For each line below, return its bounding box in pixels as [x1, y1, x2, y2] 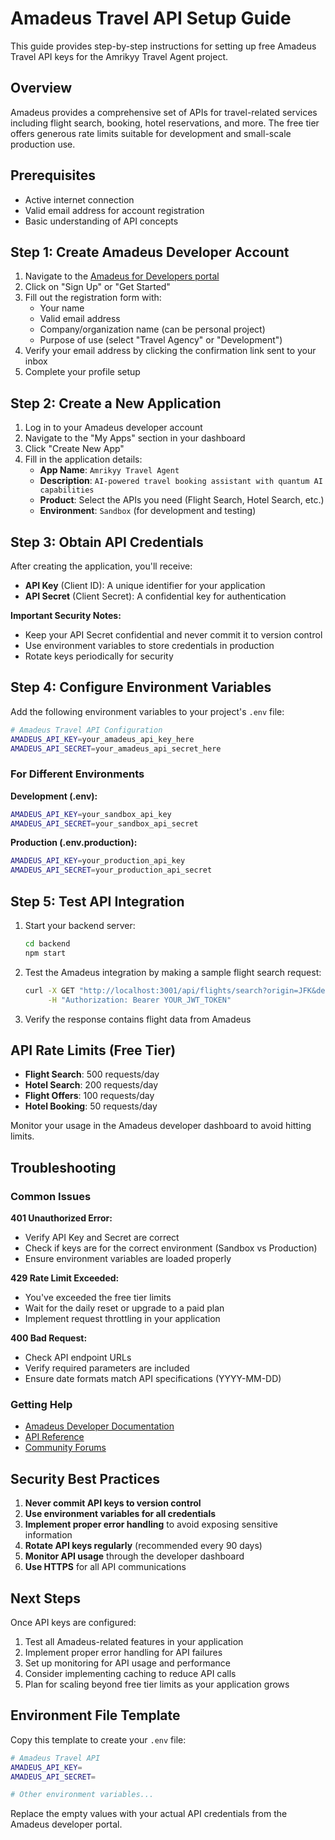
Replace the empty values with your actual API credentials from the [10, 1808, 288, 1820]
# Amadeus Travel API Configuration [10, 725, 163, 735]
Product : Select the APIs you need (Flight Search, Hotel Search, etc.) [39, 494, 325, 506]
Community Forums [24, 1442, 107, 1454]
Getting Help [10, 1397, 73, 1411]
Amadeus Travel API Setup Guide [10, 7, 292, 30]
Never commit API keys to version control [24, 1497, 202, 1509]
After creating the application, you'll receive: [10, 560, 193, 572]
